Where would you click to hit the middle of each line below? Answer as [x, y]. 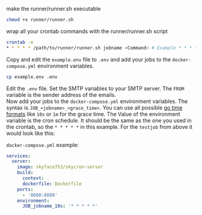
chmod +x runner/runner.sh [40, 20]
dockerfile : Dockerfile [52, 184]
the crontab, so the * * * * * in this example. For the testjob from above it [99, 126]
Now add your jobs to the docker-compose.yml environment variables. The [97, 101]
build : [25, 173]
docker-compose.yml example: [43, 145]
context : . [36, 178]
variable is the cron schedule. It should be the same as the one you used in [99, 120]
